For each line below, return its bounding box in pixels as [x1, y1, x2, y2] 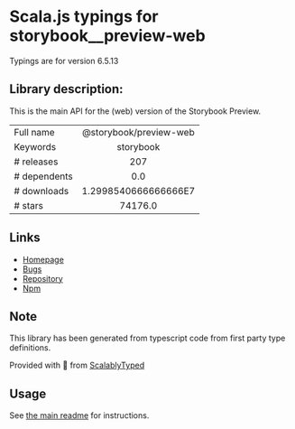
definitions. [9, 342, 51, 353]
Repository [22, 273, 63, 284]
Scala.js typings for [9, 6, 159, 27]
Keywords [14, 140, 57, 153]
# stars [14, 199, 43, 211]
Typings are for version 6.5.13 [9, 55, 119, 66]
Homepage [22, 254, 65, 265]
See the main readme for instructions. [9, 410, 150, 421]
